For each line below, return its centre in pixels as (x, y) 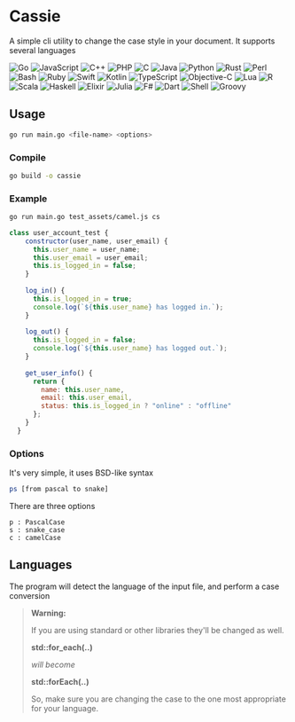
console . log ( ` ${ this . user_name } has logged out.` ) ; (130, 349)
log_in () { (45, 291)
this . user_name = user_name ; (86, 249)
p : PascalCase (37, 522)
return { (49, 381)
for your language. (65, 708)
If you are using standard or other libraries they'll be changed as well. (158, 630)
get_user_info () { (59, 373)
